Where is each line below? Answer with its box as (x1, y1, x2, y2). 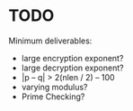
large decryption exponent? (21, 62, 124, 73)
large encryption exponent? (21, 52, 124, 63)
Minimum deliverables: (8, 35, 93, 46)
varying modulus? (21, 81, 88, 92)
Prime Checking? (21, 91, 85, 102)
